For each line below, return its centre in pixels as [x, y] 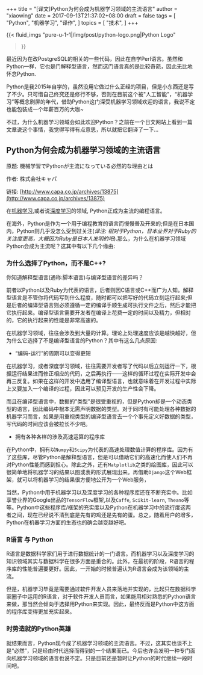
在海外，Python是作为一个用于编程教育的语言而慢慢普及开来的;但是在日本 [98, 223]
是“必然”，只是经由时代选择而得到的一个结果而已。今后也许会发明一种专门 [98, 650]
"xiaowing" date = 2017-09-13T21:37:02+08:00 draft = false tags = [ [91, 16]
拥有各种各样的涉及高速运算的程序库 [60, 437]
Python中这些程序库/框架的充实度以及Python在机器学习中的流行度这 [101, 508]
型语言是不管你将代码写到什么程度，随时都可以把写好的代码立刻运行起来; [97, 298]
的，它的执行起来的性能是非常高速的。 [54, 320]
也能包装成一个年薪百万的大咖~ [45, 109]
